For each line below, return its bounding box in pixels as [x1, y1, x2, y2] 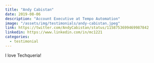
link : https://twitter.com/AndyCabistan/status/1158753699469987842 [5, 25, 149, 30]
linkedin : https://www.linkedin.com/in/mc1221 [5, 30, 103, 35]
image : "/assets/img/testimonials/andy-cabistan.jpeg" [5, 21, 120, 26]
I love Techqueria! [5, 52, 41, 58]
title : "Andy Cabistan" [5, 7, 54, 12]
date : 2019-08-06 [5, 12, 41, 17]
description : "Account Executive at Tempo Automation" [5, 16, 120, 21]
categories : [5, 35, 30, 40]
